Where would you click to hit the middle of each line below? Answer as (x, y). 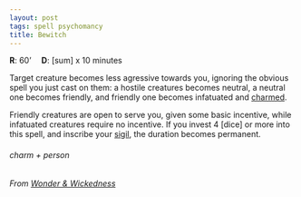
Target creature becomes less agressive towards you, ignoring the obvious (149, 78)
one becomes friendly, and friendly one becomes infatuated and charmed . (148, 97)
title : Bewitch (38, 34)
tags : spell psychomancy (56, 26)
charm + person (39, 154)
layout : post (34, 18)
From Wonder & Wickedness (63, 183)
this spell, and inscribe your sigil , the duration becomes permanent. (135, 134)
